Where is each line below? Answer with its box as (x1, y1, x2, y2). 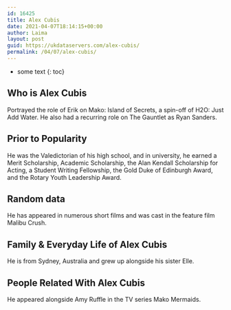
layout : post (7, 36, 45, 43)
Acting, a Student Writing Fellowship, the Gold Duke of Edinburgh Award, (7, 166, 213, 174)
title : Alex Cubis (7, 17, 60, 23)
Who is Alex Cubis (7, 87, 87, 99)
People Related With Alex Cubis (7, 277, 146, 289)
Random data (7, 193, 65, 205)
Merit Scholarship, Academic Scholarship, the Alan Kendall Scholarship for (7, 158, 219, 167)
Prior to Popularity (7, 133, 87, 145)
